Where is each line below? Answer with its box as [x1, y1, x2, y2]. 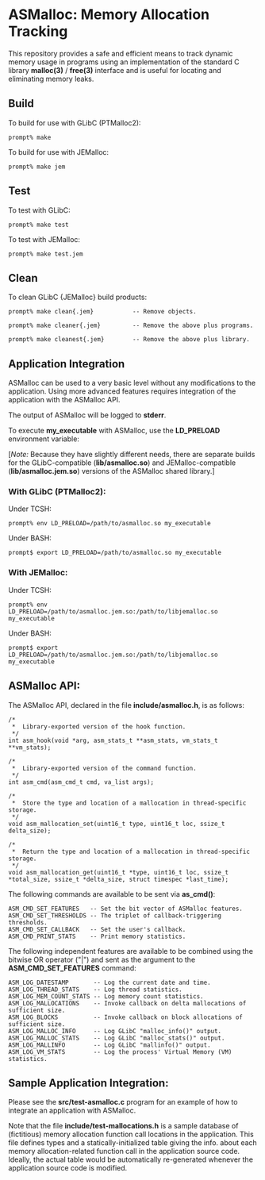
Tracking [8, 22, 68, 40]
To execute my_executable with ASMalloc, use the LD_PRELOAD [8, 426, 221, 436]
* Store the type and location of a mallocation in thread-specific [11, 799, 247, 807]
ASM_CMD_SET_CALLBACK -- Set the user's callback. [8, 925, 186, 933]
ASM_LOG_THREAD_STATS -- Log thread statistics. [8, 986, 182, 994]
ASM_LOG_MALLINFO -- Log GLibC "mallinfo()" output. [8, 1041, 212, 1049]
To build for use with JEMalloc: [8, 147, 109, 156]
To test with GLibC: [8, 205, 71, 215]
